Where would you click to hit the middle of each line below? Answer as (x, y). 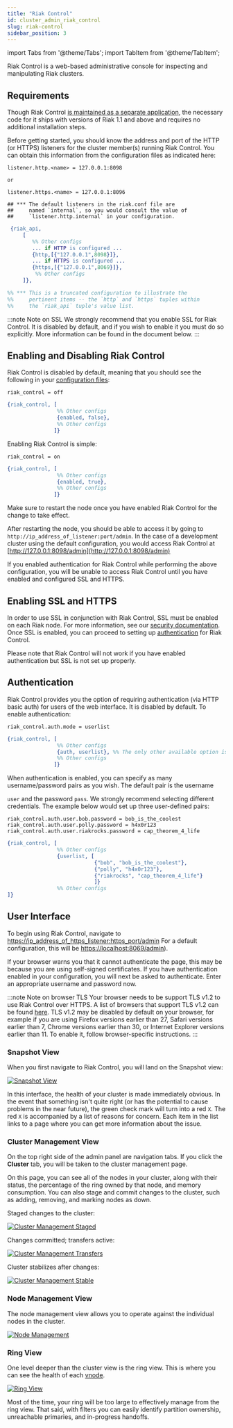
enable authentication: (39, 714)
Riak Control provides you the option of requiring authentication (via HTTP (113, 699)
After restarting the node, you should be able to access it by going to (105, 529)
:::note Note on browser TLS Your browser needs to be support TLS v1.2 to (114, 997)
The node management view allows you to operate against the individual (111, 1313)
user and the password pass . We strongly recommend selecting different (111, 799)
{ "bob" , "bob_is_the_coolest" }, (141, 862)
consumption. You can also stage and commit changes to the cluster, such (114, 1192)
